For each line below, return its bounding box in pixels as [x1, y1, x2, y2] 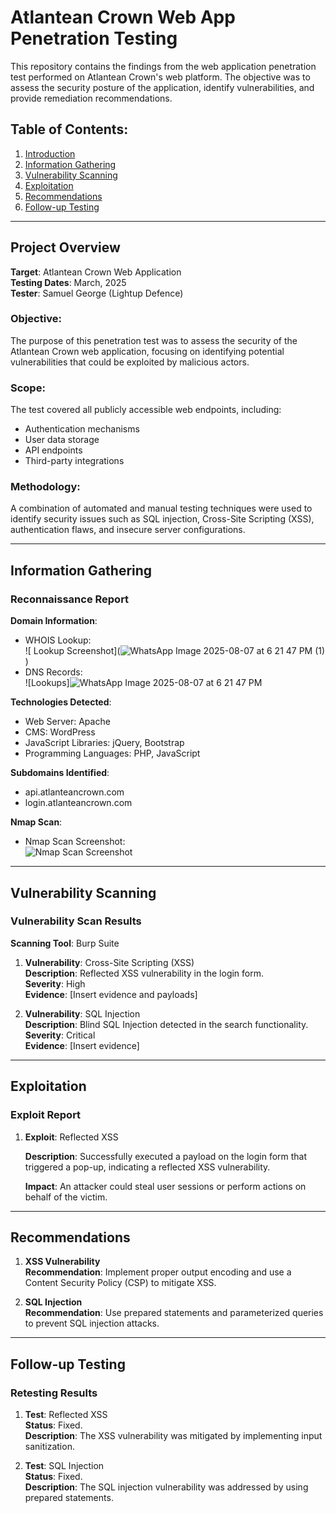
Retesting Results [10, 1386, 98, 1400]
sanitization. [24, 1441, 75, 1453]
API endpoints [24, 444, 83, 456]
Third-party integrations [24, 455, 125, 467]
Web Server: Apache [24, 716, 111, 728]
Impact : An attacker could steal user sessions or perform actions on [24, 1180, 307, 1192]
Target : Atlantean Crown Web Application [10, 266, 182, 278]
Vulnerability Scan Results [10, 914, 142, 928]
